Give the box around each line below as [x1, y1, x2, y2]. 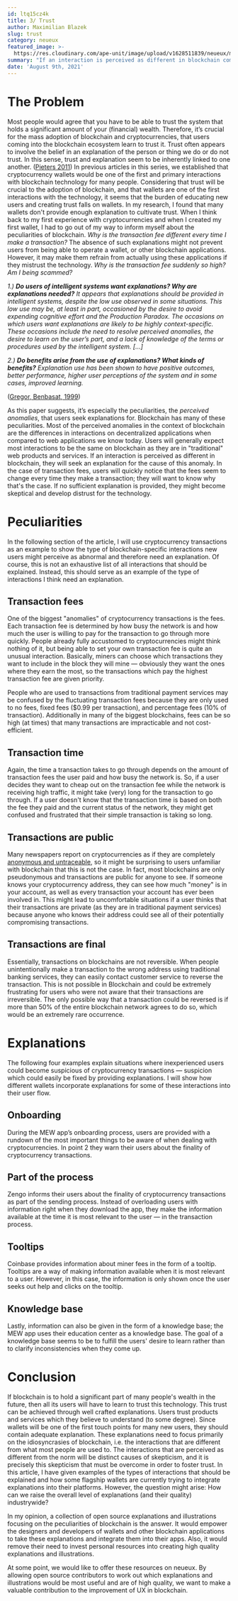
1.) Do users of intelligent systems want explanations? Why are [7, 282, 198, 290]
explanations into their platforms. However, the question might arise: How [7, 1482, 222, 1491]
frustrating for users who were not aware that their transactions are [7, 987, 204, 996]
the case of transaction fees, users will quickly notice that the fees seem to [7, 466, 227, 475]
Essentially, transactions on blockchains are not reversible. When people [7, 957, 219, 966]
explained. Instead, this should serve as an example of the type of [7, 567, 200, 576]
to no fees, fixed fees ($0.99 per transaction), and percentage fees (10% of [7, 703, 227, 712]
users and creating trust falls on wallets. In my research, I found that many [7, 200, 224, 209]
